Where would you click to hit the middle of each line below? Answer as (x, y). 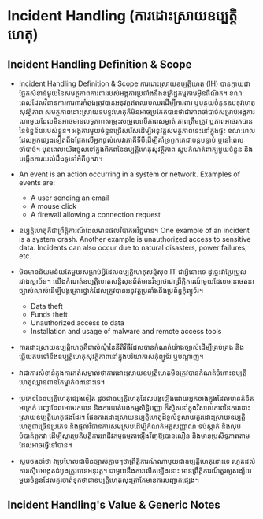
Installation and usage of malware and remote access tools (126, 331)
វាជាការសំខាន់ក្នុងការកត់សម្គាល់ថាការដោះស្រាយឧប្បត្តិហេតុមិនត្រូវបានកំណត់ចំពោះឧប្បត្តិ (133, 373)
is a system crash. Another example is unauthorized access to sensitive (135, 239)
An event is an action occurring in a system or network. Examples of (130, 174)
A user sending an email (70, 198)
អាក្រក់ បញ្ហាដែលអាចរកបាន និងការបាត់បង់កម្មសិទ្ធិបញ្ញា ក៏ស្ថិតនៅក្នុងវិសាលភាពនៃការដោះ (135, 408)
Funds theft (49, 314)
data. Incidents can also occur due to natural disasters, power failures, (133, 247)
